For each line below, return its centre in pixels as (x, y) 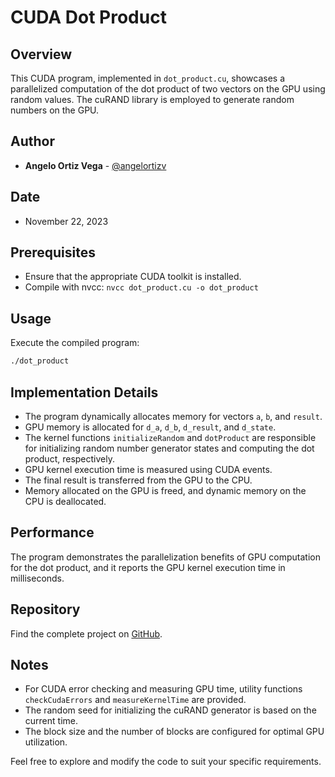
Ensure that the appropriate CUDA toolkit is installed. (133, 277)
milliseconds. (37, 578)
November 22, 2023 (66, 221)
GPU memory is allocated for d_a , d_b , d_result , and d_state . (150, 427)
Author (32, 141)
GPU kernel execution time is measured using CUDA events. (148, 469)
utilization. (46, 742)
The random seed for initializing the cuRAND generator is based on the (170, 710)
